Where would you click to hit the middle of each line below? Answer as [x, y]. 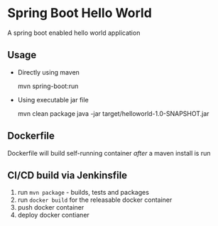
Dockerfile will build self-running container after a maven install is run [109, 153]
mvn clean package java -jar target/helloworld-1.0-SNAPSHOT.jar [113, 113]
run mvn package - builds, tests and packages [83, 193]
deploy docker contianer [54, 215]
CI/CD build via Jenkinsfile [67, 175]
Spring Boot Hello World [80, 13]
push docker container [51, 208]
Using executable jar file [53, 99]
